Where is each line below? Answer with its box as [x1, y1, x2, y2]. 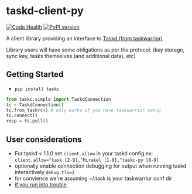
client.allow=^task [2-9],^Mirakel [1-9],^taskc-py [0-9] [14, 157, 159, 163]
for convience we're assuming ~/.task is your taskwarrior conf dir [14, 175, 173, 182]
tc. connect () [6, 113, 38, 118]
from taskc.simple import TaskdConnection [6, 96, 111, 102]
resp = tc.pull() [6, 118, 49, 124]
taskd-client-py [6, 4, 84, 18]
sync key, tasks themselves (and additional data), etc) [6, 52, 136, 59]
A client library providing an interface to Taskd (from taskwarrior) [6, 35, 163, 42]
